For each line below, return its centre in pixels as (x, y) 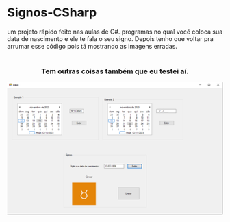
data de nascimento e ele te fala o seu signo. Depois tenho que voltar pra (110, 38)
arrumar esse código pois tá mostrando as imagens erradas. (92, 46)
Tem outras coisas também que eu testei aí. (115, 71)
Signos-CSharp (52, 13)
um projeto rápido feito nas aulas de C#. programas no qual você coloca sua (115, 32)
